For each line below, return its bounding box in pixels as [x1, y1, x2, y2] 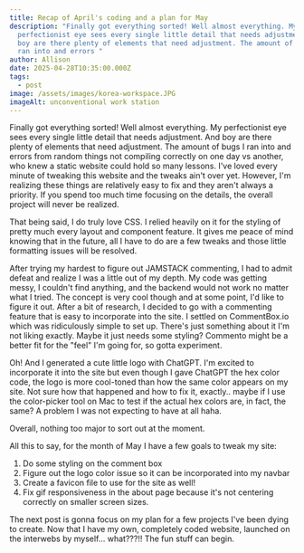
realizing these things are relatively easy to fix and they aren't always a [9, 180, 274, 191]
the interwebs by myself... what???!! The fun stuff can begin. [9, 533, 235, 544]
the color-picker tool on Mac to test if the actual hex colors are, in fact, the [9, 396, 287, 407]
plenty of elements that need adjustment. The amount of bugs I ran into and [9, 141, 291, 152]
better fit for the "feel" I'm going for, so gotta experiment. [9, 340, 223, 351]
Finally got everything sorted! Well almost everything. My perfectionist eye [9, 122, 287, 133]
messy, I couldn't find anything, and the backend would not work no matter [9, 282, 290, 293]
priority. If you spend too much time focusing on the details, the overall [9, 189, 273, 200]
